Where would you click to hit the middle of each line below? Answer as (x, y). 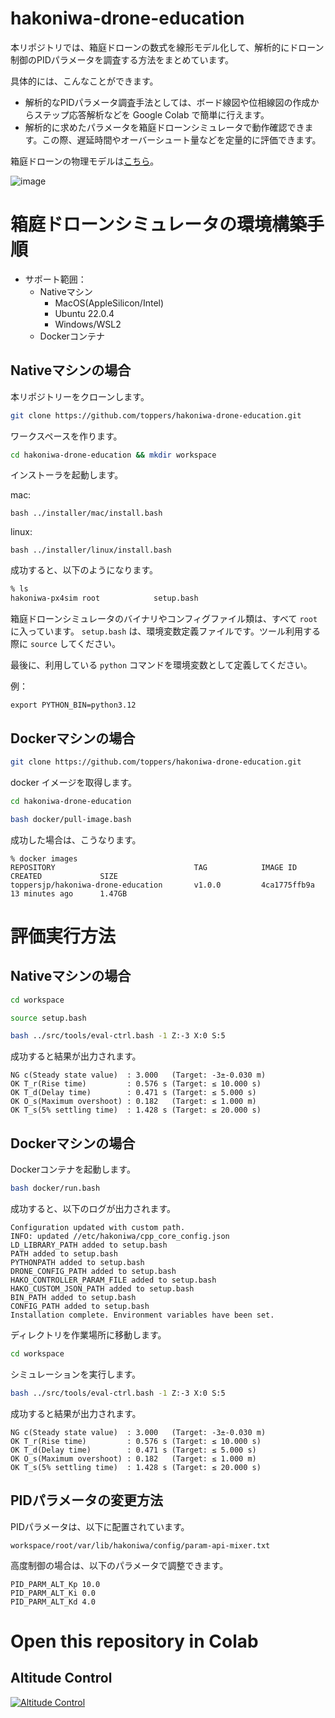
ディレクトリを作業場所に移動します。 (88, 1334)
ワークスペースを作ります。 (66, 436)
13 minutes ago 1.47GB (69, 893)
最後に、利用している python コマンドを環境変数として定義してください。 (161, 665)
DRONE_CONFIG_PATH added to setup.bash (93, 1271)
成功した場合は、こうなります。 (76, 839)
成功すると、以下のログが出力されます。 (93, 1208)
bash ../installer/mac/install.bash (86, 513)
